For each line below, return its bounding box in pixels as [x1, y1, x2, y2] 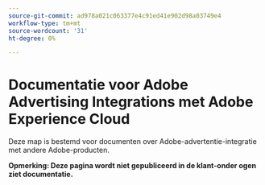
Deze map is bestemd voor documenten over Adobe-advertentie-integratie [8, 137, 258, 146]
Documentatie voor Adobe [8, 76, 188, 94]
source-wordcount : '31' [8, 27, 89, 35]
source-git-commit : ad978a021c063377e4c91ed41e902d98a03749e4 [8, 11, 222, 20]
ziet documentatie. [8, 170, 74, 179]
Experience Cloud [8, 110, 130, 129]
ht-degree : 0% [8, 34, 56, 43]
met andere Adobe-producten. [8, 146, 110, 155]
